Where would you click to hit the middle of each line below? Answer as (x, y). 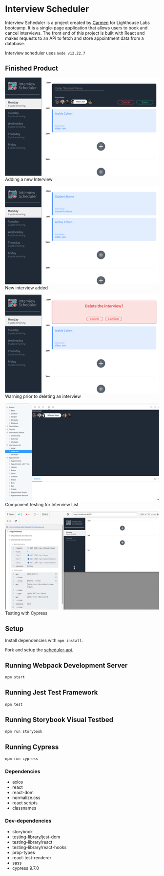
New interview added (26, 287)
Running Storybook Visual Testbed (59, 720)
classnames (24, 808)
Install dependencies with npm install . (44, 641)
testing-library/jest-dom (36, 837)
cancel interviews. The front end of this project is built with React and (75, 33)
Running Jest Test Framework (51, 693)
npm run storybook (24, 732)
